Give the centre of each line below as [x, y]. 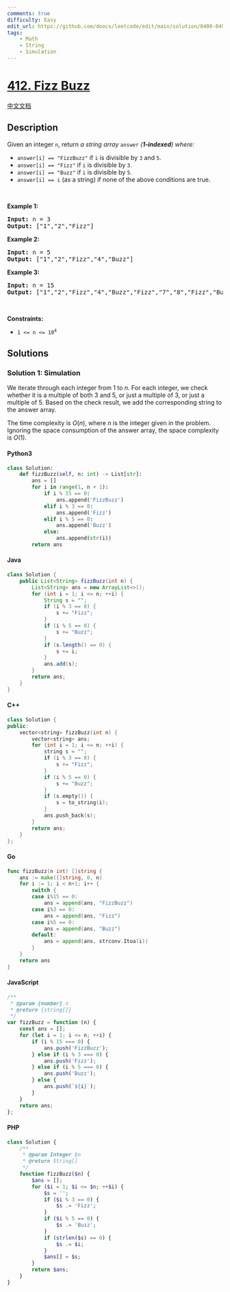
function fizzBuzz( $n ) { [55, 1174]
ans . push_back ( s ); [70, 816]
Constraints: [25, 318]
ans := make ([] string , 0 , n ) [61, 877]
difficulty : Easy [32, 20]
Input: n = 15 [31, 285]
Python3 [20, 453]
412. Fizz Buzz [49, 86]
